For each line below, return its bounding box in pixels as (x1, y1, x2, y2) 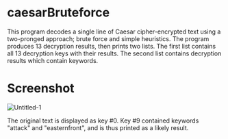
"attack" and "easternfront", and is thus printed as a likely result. (7, 123, 189, 131)
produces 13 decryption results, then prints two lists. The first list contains (7, 42, 216, 50)
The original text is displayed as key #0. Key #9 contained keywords (7, 116, 199, 125)
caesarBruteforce (7, 5, 110, 21)
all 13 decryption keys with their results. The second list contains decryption (7, 49, 222, 58)
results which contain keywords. (7, 56, 99, 64)
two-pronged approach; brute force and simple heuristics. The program (7, 34, 210, 42)
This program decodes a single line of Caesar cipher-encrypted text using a (7, 27, 221, 36)
